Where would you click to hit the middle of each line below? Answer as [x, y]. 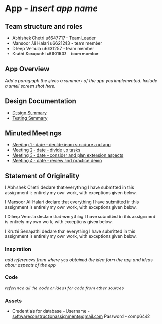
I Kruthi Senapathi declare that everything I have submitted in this [70, 231]
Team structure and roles [44, 27]
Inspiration [18, 249]
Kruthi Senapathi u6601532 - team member [55, 54]
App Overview [27, 69]
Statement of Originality [42, 176]
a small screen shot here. [30, 86]
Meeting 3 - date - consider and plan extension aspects [68, 155]
